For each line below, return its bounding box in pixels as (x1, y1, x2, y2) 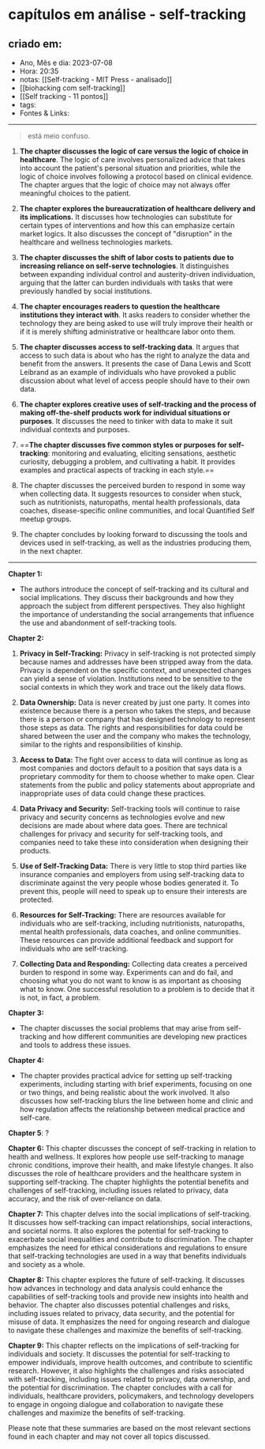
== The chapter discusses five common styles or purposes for (19, 441, 227, 449)
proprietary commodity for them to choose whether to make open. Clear (19, 772, 255, 781)
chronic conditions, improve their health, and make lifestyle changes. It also (8, 1160, 254, 1170)
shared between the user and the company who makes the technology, (19, 732, 252, 740)
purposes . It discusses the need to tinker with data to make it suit (19, 417, 233, 426)
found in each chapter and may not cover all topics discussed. (8, 1432, 211, 1441)
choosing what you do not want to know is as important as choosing (19, 976, 242, 986)
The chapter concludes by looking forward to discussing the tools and (19, 530, 248, 539)
